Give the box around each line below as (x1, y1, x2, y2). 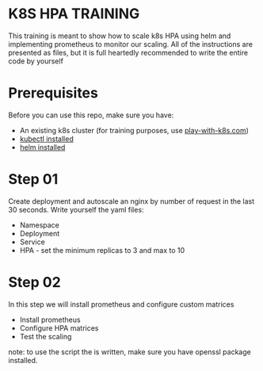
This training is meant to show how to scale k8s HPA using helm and (8, 31, 231, 40)
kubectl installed (19, 134, 74, 143)
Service (19, 237, 45, 247)
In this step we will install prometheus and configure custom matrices (8, 299, 234, 309)
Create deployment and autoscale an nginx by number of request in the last (8, 196, 255, 206)
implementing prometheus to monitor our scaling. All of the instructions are (8, 39, 253, 48)
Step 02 (8, 273, 61, 291)
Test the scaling (19, 331, 72, 341)
